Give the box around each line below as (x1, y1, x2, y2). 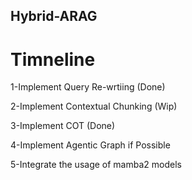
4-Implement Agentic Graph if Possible (10, 139, 171, 151)
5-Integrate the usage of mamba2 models (10, 159, 182, 171)
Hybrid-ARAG (10, 8, 98, 25)
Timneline (10, 48, 96, 71)
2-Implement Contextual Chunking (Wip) (10, 100, 178, 113)
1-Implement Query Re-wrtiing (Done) (10, 81, 166, 93)
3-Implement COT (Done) (10, 120, 116, 132)
